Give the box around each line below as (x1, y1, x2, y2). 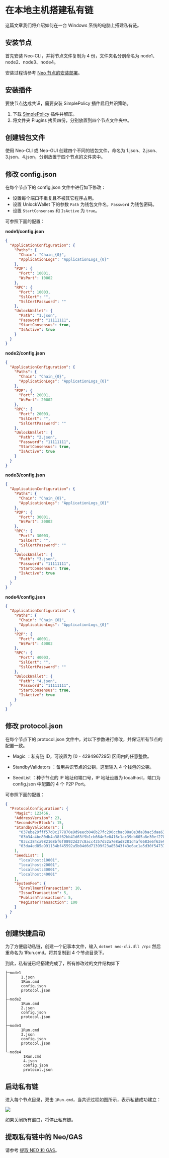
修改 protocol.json (5, 722, 63, 731)
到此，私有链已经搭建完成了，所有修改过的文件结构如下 (5, 960, 120, 967)
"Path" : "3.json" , (18, 557, 57, 562)
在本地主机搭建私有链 (5, 5, 94, 16)
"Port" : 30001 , (18, 515, 51, 520)
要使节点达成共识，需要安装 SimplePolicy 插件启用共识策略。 (5, 100, 132, 106)
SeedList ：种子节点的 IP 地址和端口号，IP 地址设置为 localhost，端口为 (12, 774, 161, 780)
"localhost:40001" (18, 872, 57, 877)
